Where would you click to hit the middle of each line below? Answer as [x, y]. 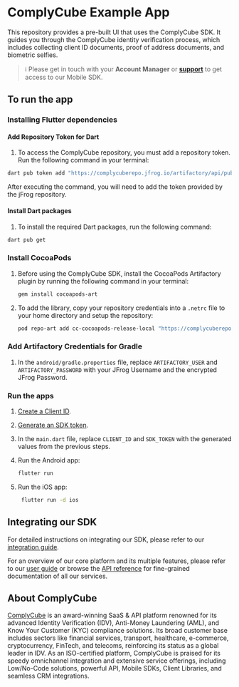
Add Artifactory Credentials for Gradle [75, 346]
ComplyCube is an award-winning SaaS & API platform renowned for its [112, 615]
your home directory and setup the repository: [85, 315]
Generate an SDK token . [53, 425]
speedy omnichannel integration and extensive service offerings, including [117, 661]
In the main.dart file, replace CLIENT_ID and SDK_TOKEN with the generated [124, 439]
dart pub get [27, 239]
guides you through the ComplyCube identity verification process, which [114, 39]
